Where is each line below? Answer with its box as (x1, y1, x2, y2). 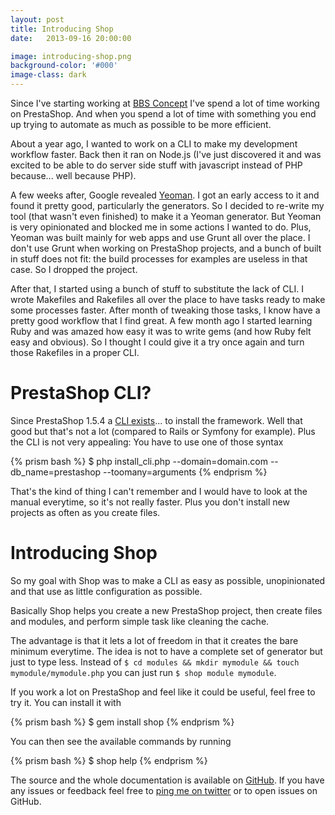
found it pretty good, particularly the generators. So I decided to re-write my (10, 200, 325, 211)
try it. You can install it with (10, 696, 122, 708)
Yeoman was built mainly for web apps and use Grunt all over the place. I (10, 232, 311, 243)
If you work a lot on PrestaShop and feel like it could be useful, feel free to (10, 686, 316, 698)
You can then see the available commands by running (10, 735, 232, 747)
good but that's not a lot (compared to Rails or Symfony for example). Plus (10, 425, 316, 437)
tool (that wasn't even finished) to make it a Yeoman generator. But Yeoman (10, 211, 322, 222)
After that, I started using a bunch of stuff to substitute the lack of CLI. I (10, 283, 304, 295)
